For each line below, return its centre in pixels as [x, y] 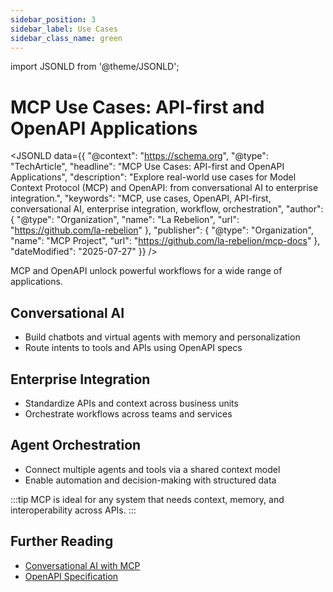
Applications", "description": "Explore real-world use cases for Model [153, 177]
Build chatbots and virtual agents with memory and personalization [162, 337]
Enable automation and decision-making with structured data [150, 480]
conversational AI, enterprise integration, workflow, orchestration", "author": [167, 209]
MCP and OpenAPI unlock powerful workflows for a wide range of [146, 271]
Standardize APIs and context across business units [131, 403]
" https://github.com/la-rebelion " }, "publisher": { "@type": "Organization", [162, 230]
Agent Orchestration [76, 445]
